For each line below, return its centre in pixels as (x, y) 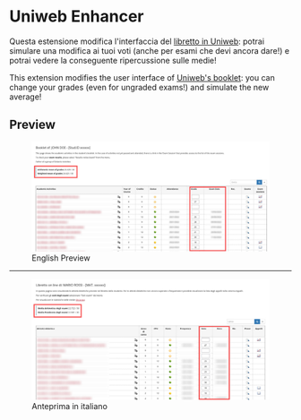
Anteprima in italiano (69, 406)
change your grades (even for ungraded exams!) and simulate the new (139, 87)
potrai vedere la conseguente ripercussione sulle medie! (113, 60)
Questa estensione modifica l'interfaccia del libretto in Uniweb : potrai (137, 41)
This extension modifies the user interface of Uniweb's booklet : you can (142, 77)
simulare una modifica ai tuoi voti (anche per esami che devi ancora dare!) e (149, 50)
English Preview (61, 258)
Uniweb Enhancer (77, 17)
